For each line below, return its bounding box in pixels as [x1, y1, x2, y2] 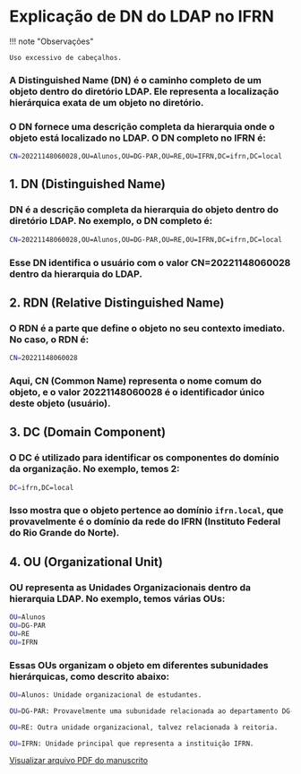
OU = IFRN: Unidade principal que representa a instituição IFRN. [9, 739, 254, 748]
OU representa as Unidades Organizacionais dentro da [9, 580, 251, 593]
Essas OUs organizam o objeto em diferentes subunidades [9, 658, 269, 671]
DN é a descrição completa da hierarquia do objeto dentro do [9, 203, 279, 216]
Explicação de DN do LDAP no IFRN [9, 6, 275, 27]
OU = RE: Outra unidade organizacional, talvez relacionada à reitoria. [9, 723, 279, 732]
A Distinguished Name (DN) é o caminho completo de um [9, 73, 262, 86]
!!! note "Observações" [9, 36, 94, 47]
